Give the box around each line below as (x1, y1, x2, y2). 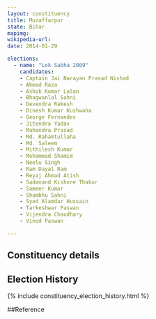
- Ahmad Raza (19, 81, 58, 88)
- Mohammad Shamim (19, 153, 73, 160)
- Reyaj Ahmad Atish (19, 172, 79, 179)
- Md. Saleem (19, 140, 58, 147)
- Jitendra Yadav (19, 120, 70, 127)
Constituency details (7, 249, 100, 262)
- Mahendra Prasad (19, 126, 73, 133)
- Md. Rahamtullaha (19, 133, 77, 140)
